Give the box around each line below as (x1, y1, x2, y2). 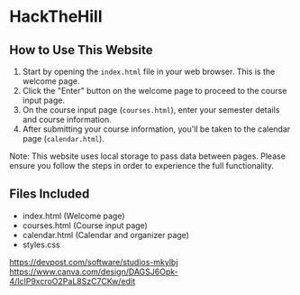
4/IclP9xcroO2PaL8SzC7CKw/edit (9, 275, 136, 286)
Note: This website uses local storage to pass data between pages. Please (9, 151, 286, 161)
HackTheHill (9, 6, 103, 27)
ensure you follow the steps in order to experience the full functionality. (9, 161, 275, 171)
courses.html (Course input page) (22, 219, 149, 231)
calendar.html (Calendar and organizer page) (22, 229, 189, 240)
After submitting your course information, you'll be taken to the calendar (22, 124, 291, 134)
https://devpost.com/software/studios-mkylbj (9, 256, 178, 267)
